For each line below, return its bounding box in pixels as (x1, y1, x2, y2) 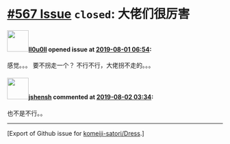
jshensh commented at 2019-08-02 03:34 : (28, 93, 154, 101)
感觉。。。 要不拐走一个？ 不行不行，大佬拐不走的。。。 (7, 61, 155, 69)
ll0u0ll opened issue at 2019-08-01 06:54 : (28, 45, 152, 53)
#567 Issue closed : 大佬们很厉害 (7, 6, 190, 22)
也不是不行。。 (7, 109, 47, 117)
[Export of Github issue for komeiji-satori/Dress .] (7, 129, 145, 137)
